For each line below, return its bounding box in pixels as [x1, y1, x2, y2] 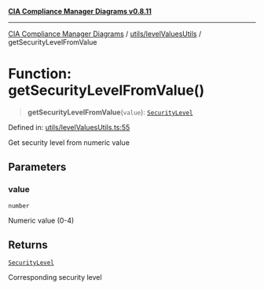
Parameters [8, 161, 67, 174]
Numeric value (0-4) [8, 216, 75, 225]
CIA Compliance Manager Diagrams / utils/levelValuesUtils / [8, 29, 202, 38]
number [8, 201, 30, 210]
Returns [8, 238, 49, 252]
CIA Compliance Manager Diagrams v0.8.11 [8, 7, 152, 16]
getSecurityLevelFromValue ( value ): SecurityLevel [27, 107, 193, 117]
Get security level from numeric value [8, 137, 130, 147]
